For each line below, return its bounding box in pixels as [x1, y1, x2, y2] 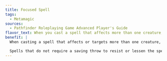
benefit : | [5, 35, 28, 40]
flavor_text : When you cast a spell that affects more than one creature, [5, 30, 164, 35]
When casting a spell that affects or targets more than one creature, [9, 40, 162, 45]
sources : [5, 21, 23, 26]
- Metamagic [9, 16, 35, 21]
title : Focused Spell [5, 7, 50, 12]
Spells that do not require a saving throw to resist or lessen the [9, 48, 155, 54]
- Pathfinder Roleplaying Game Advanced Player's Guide [9, 26, 128, 31]
